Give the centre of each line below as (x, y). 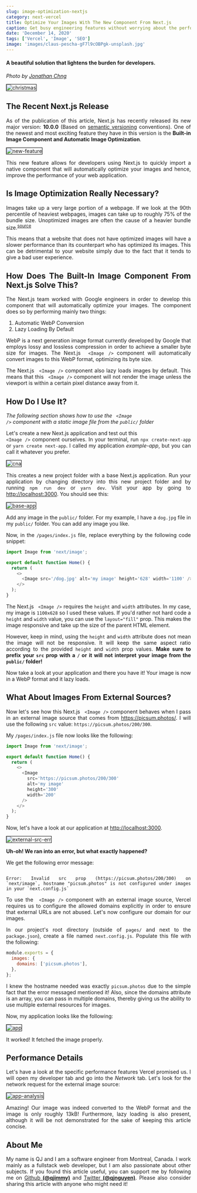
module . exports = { (30, 953)
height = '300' (43, 789)
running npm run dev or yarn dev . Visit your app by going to (99, 488)
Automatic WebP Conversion (49, 323)
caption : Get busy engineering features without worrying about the (91, 28)
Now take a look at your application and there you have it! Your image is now (98, 672)
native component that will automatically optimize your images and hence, (98, 169)
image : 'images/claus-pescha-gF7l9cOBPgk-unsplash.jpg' (76, 45)
